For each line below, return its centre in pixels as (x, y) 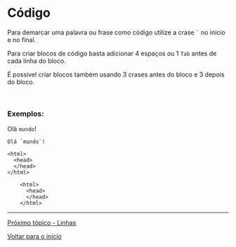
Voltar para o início (34, 236)
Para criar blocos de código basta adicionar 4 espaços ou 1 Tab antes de (112, 53)
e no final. (22, 39)
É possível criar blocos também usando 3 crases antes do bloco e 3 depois (116, 74)
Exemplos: (26, 114)
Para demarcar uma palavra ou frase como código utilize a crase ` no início (117, 32)
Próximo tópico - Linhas (42, 223)
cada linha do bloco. (37, 60)
